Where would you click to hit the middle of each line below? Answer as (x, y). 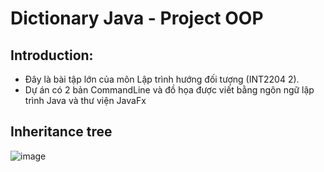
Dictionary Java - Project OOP (137, 18)
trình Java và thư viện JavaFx (85, 100)
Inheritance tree (61, 132)
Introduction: (52, 55)
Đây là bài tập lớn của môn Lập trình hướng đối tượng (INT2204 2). (162, 79)
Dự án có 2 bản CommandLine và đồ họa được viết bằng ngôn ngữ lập (169, 90)
